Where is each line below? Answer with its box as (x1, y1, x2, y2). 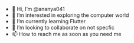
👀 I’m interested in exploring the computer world (11, 12, 129, 19)
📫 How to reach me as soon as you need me (11, 31, 122, 37)
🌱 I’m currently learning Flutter (11, 18, 86, 24)
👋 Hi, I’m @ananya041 (11, 6, 65, 12)
